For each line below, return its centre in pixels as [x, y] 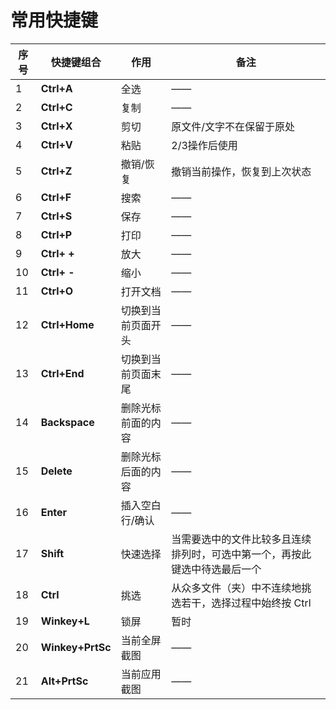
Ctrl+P [56, 234]
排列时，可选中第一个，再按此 [241, 554]
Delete [56, 471]
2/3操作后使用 [204, 145]
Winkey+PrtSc [76, 647]
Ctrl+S [56, 216]
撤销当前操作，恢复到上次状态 [241, 171]
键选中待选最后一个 [216, 569]
